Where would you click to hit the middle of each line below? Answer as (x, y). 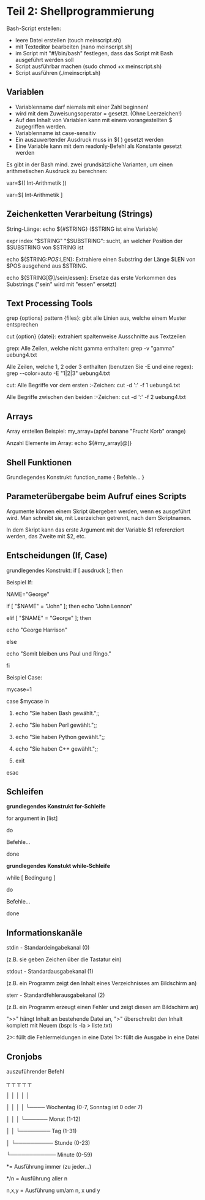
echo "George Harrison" (37, 630)
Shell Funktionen (39, 463)
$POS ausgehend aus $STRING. (47, 266)
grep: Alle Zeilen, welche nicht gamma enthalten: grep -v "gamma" (91, 349)
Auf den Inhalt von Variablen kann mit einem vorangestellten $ (94, 120)
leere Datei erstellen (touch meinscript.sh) (68, 40)
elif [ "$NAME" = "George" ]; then (49, 617)
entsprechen (22, 325)
